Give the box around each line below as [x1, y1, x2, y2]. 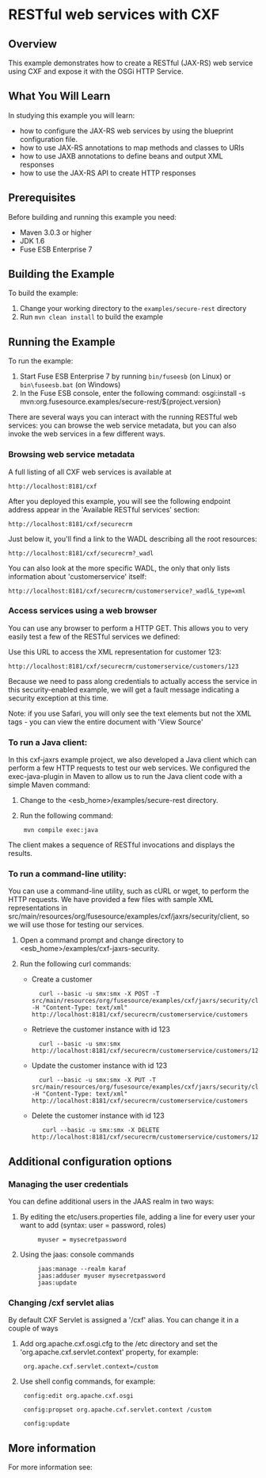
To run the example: [8, 356, 74, 366]
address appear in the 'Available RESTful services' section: [8, 505, 200, 514]
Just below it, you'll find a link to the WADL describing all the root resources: [8, 534, 257, 543]
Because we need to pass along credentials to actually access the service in [8, 676, 257, 685]
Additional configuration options [8, 1154, 173, 1168]
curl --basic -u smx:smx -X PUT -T [38, 1077, 157, 1085]
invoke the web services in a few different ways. [8, 429, 165, 439]
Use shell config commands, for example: [19, 1376, 156, 1386]
